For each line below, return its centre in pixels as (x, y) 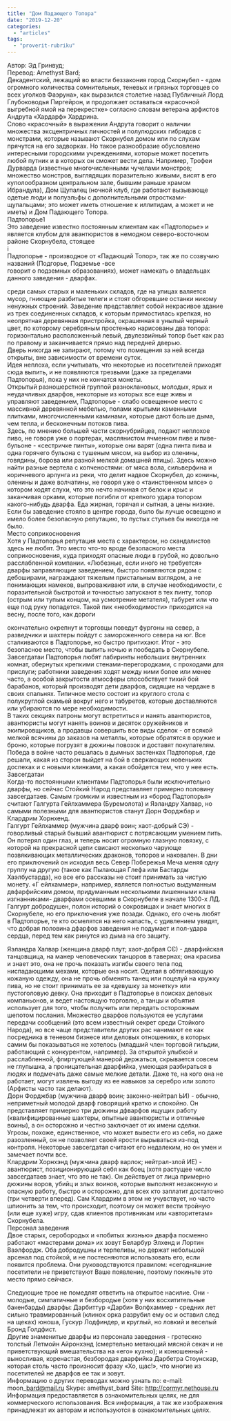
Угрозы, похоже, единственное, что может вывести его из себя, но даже (115, 1132)
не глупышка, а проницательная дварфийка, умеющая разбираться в (110, 1066)
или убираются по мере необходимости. (68, 708)
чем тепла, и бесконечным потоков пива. (68, 423)
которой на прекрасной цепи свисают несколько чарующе (94, 848)
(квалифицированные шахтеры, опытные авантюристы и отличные (106, 1118)
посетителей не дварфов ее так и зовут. (66, 1373)
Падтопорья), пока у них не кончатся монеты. (75, 379)
